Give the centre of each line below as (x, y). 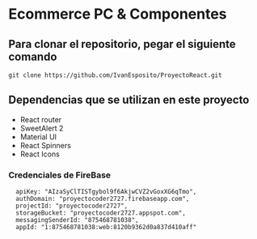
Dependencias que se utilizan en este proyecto (129, 100)
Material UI (38, 137)
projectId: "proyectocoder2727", (72, 206)
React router (41, 119)
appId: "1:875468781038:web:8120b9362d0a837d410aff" (106, 228)
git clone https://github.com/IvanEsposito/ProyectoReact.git (115, 75)
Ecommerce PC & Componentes (118, 14)
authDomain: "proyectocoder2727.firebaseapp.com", (103, 199)
